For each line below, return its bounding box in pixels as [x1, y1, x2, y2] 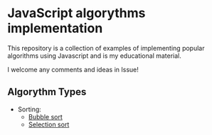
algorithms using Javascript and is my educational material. [7, 51, 181, 60]
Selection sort [28, 120, 70, 129]
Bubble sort [28, 112, 63, 121]
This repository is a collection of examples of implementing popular [7, 44, 205, 52]
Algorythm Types [7, 86, 87, 98]
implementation [7, 20, 103, 36]
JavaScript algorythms [7, 5, 146, 21]
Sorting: [17, 105, 41, 114]
